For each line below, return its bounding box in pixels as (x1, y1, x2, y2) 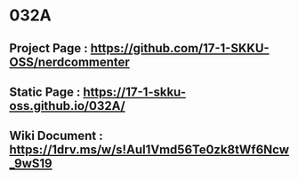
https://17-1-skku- (83, 84, 187, 99)
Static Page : (9, 84, 81, 99)
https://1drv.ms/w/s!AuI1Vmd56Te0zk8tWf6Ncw (9, 143, 290, 158)
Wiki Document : (9, 128, 104, 144)
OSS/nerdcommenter (9, 54, 131, 69)
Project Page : (9, 41, 89, 56)
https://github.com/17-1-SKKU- (90, 41, 270, 56)
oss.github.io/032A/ (9, 98, 126, 113)
